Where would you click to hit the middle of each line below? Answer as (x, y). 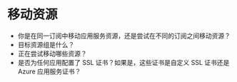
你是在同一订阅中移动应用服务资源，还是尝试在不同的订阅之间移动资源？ (124, 36)
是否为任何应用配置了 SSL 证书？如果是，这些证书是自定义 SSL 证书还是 (123, 62)
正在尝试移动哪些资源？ (52, 53)
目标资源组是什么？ (46, 44)
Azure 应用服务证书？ (49, 71)
